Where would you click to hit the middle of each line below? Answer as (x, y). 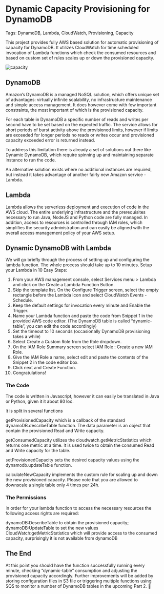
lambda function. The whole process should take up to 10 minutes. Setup (79, 265)
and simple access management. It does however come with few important (81, 105)
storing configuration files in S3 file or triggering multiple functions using (79, 581)
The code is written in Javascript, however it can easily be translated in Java (82, 396)
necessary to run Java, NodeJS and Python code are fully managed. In (77, 217)
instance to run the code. (31, 160)
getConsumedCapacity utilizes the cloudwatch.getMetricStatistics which (79, 440)
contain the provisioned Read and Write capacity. (55, 431)
